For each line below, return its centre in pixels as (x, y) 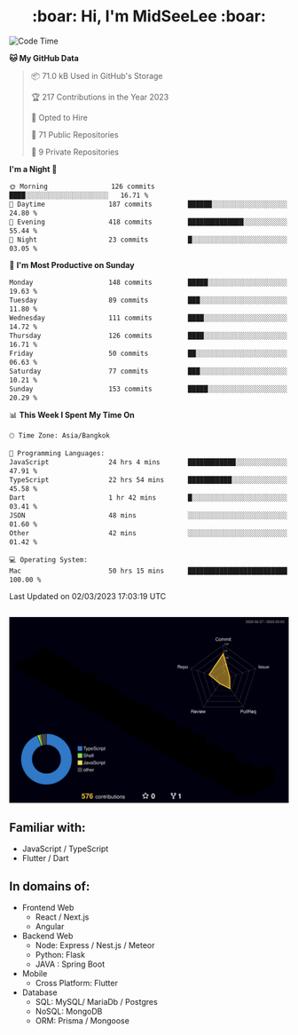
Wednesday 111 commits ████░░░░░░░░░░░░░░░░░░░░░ (149, 318)
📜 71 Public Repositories (74, 134)
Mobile (35, 974)
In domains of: (50, 886)
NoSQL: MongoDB (69, 1011)
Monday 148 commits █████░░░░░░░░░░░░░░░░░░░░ (149, 282)
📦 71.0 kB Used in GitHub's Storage (97, 75)
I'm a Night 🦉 (33, 169)
